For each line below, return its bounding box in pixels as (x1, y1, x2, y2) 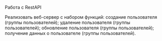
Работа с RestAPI (5, 5, 42, 10)
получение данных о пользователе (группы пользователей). (5, 30, 136, 36)
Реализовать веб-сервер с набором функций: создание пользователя (5, 14, 157, 20)
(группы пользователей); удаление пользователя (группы (5, 20, 131, 25)
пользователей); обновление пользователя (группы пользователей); (5, 25, 154, 31)
